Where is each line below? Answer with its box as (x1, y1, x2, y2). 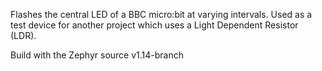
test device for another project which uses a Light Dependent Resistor (10, 19, 299, 31)
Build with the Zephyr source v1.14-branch (10, 49, 185, 61)
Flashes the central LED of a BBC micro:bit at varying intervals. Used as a (10, 9, 313, 20)
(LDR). (10, 30, 37, 41)
